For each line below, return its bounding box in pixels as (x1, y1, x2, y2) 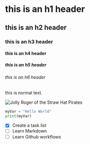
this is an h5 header (5, 62, 47, 68)
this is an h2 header (5, 23, 67, 32)
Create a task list (12, 123, 47, 129)
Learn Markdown (12, 128, 47, 134)
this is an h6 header (5, 74, 46, 80)
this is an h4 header (5, 51, 47, 57)
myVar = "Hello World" (5, 109, 52, 114)
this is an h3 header (5, 38, 53, 45)
